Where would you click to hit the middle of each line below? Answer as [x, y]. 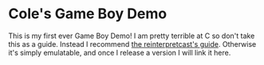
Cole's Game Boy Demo [88, 14]
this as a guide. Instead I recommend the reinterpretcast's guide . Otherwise [132, 44]
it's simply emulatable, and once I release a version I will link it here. [120, 52]
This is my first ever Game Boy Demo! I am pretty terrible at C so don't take [132, 36]
